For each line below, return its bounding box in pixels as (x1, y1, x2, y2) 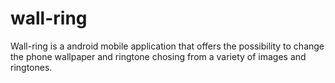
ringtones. (10, 61, 53, 73)
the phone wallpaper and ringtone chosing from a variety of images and (10, 50, 307, 62)
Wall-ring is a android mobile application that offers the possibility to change (10, 40, 325, 52)
